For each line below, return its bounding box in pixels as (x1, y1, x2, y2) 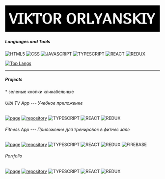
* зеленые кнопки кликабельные (5, 89, 74, 95)
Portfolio (5, 153, 23, 159)
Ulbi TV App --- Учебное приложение (5, 100, 83, 106)
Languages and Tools (5, 38, 51, 44)
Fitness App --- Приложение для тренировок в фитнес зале (5, 126, 130, 132)
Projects (5, 76, 23, 82)
